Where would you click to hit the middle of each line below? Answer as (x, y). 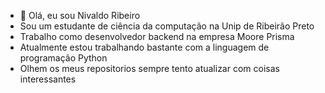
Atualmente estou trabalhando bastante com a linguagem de (144, 47)
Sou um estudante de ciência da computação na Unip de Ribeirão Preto (167, 26)
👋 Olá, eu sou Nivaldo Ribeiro (80, 15)
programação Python (63, 58)
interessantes (48, 79)
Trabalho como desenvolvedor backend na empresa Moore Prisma (157, 36)
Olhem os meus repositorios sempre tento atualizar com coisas (149, 68)
